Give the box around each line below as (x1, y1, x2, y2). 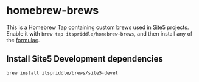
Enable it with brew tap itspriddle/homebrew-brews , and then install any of (6, 30, 193, 37)
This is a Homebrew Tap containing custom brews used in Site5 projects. (6, 24, 189, 31)
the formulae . (6, 36, 40, 43)
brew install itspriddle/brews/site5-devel (6, 70, 119, 76)
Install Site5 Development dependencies (6, 54, 163, 64)
